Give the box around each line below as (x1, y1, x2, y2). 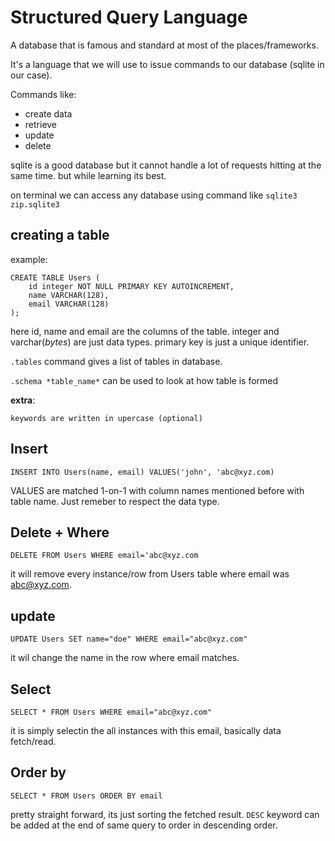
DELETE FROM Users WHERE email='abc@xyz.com (10, 551, 199, 561)
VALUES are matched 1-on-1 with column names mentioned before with (10, 484, 305, 496)
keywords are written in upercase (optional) (10, 413, 203, 423)
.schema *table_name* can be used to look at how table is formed (10, 374, 279, 386)
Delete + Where (10, 524, 110, 541)
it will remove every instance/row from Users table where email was (10, 568, 290, 580)
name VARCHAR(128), (28, 290, 110, 300)
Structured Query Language (10, 6, 248, 29)
